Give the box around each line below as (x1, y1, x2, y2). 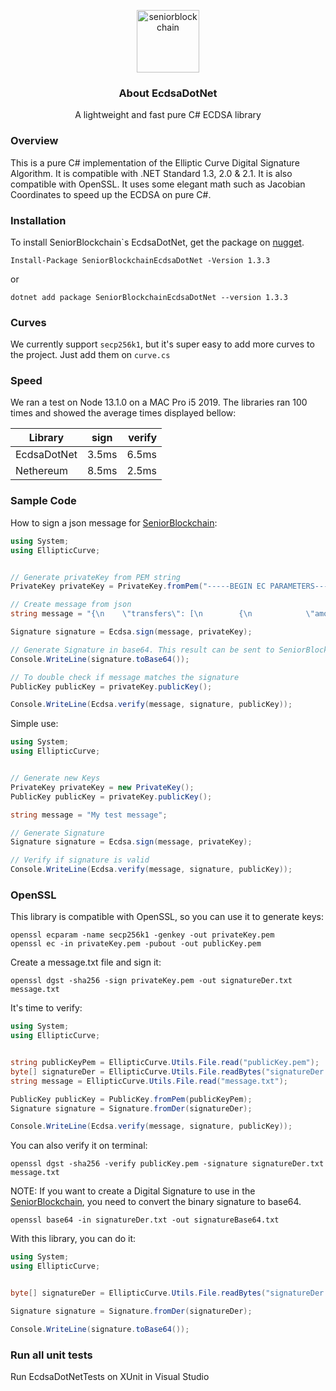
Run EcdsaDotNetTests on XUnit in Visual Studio (10, 1371, 210, 1382)
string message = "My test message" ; (10, 810, 168, 820)
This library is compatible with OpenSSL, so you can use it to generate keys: (10, 911, 324, 923)
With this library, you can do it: (10, 1233, 137, 1245)
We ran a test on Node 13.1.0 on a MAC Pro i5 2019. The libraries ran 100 (10, 396, 308, 409)
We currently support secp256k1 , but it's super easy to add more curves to (10, 338, 315, 350)
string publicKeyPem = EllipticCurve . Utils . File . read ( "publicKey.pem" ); (10, 1058, 320, 1068)
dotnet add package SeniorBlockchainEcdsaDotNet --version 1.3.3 (10, 292, 288, 302)
